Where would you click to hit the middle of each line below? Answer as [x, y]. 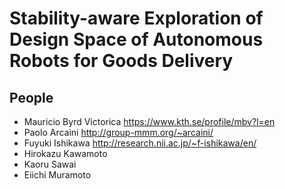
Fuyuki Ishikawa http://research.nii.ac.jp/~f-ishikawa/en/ [140, 143]
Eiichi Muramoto [57, 175]
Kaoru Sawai [50, 164]
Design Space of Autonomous [136, 39]
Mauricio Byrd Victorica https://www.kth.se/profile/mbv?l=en [149, 121]
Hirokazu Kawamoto [65, 153]
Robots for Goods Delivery [121, 61]
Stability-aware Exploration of [136, 18]
